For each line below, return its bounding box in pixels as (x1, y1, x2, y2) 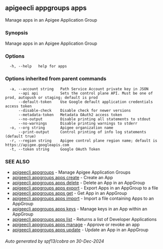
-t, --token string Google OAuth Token (9, 147, 100, 152)
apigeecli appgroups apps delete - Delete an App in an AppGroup (12, 180, 145, 186)
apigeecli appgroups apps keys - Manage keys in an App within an (12, 206, 148, 212)
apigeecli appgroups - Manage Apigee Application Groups (12, 169, 130, 175)
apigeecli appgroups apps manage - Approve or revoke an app (12, 221, 140, 227)
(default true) (5, 134, 36, 139)
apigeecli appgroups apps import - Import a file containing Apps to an (12, 195, 154, 201)
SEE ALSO (5, 158, 30, 165)
